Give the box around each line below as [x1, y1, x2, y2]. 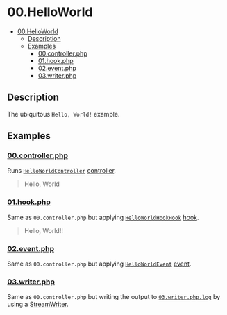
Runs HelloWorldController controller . [7, 167, 117, 175]
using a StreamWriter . [7, 300, 69, 309]
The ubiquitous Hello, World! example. [7, 110, 120, 118]
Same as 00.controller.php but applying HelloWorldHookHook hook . [7, 213, 199, 221]
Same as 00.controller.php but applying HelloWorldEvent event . [7, 259, 192, 268]
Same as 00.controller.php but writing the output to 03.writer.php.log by [7, 293, 221, 301]
